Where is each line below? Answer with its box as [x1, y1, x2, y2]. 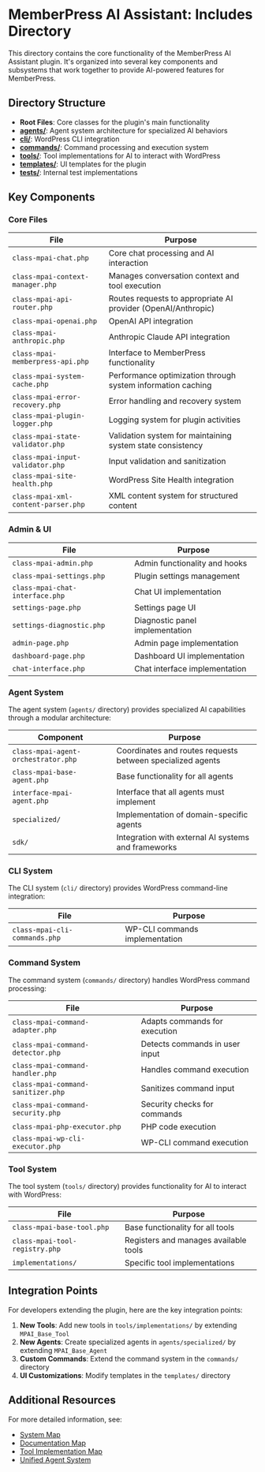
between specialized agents [116, 755, 221, 766]
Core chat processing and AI [108, 248, 215, 259]
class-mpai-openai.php [12, 317, 97, 326]
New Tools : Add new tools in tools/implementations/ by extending [19, 1320, 237, 1330]
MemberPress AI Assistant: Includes [8, 6, 253, 24]
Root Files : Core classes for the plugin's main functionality [19, 117, 211, 127]
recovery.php [12, 401, 62, 409]
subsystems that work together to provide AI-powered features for [8, 65, 225, 74]
